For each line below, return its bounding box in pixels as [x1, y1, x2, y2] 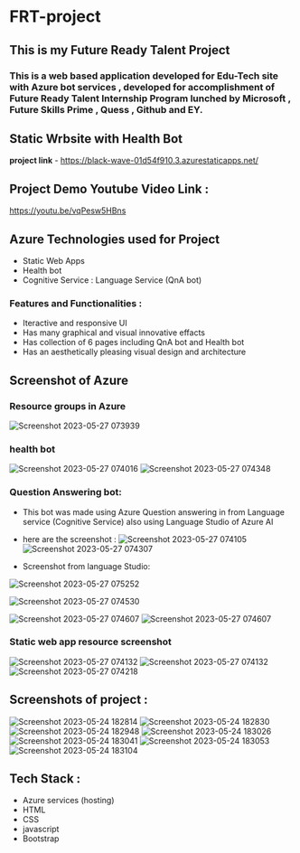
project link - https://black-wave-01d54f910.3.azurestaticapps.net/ [9, 155, 259, 166]
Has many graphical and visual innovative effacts [22, 327, 206, 338]
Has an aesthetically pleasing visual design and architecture [22, 346, 247, 358]
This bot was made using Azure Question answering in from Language [22, 506, 285, 517]
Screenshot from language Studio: [22, 560, 151, 571]
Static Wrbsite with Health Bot [9, 131, 183, 146]
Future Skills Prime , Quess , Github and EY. [9, 103, 203, 116]
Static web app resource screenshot [9, 635, 172, 648]
